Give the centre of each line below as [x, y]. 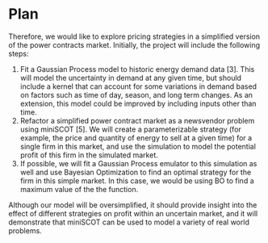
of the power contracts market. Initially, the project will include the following [134, 44]
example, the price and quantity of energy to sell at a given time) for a [136, 137]
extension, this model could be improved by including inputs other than [138, 103]
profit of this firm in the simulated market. [89, 155]
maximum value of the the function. [79, 189]
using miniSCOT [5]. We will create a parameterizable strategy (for [131, 129]
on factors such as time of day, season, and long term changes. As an [136, 94]
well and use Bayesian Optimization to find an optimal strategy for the [136, 172]
